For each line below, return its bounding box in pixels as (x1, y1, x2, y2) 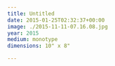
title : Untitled (7, 10, 55, 17)
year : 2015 (7, 29, 39, 37)
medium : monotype (7, 36, 58, 43)
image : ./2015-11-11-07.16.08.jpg (7, 23, 109, 30)
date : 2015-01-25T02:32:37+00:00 (7, 17, 105, 24)
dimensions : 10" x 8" (7, 42, 71, 49)
